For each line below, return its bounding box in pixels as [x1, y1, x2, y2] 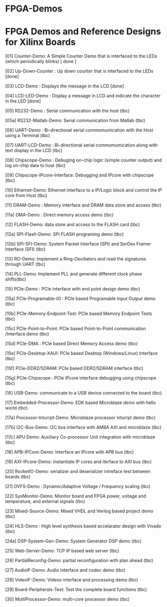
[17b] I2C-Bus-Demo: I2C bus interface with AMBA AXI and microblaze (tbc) [5, 424, 162, 430]
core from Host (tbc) [5, 192, 47, 198]
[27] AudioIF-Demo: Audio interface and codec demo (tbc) [5, 567, 126, 573]
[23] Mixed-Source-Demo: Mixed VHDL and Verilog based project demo [5, 508, 154, 514]
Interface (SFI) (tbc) [5, 246, 46, 252]
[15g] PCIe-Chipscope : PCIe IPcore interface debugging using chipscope [5, 375, 157, 381]
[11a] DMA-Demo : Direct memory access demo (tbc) [5, 212, 114, 218]
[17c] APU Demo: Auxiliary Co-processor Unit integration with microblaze [5, 434, 156, 440]
